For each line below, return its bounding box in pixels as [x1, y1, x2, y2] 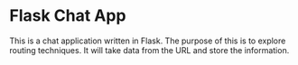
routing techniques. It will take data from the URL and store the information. [9, 44, 290, 55]
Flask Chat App [9, 5, 126, 26]
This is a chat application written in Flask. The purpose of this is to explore [9, 35, 286, 46]
